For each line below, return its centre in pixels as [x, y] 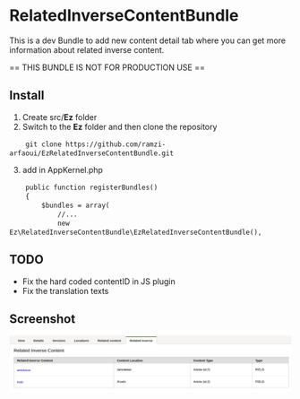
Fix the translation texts [65, 291]
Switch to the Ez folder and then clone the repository [120, 126]
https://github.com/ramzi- [116, 144]
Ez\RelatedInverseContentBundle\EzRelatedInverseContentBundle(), [136, 232]
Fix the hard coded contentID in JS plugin [99, 281]
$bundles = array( [76, 205]
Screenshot [43, 319]
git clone [44, 144]
